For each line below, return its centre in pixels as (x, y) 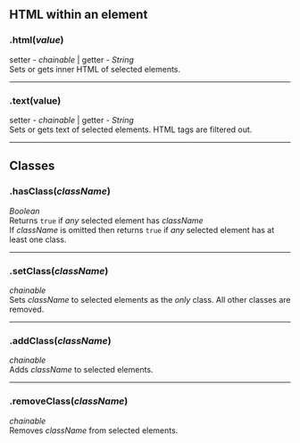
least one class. (38, 239)
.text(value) (35, 100)
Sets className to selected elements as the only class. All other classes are (150, 299)
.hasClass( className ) (60, 191)
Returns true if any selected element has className (106, 220)
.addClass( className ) (60, 340)
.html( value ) (37, 40)
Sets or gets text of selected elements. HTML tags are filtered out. (131, 130)
